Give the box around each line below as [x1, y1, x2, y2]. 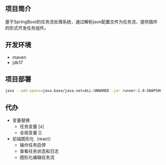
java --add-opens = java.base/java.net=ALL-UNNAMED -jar [5, 88, 121, 93]
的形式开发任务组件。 [5, 25, 48, 31]
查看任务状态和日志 [19, 148, 59, 154]
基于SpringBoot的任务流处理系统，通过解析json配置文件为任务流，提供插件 [5, 19, 158, 25]
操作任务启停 [19, 142, 46, 148]
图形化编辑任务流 [19, 155, 55, 161]
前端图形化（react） [12, 136, 53, 142]
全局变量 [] [19, 130, 42, 136]
